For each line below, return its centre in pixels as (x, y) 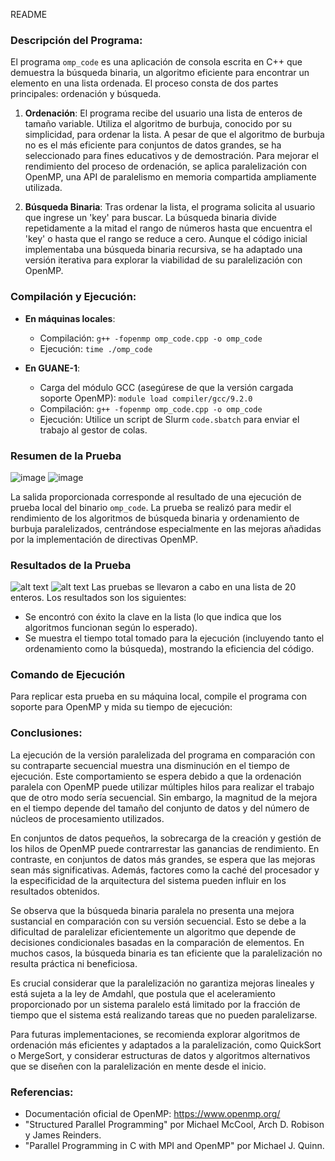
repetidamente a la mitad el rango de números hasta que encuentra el (168, 228)
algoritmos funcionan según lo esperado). (111, 628)
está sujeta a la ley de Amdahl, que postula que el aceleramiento (143, 993)
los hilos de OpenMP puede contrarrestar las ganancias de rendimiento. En (165, 848)
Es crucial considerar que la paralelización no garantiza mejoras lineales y (162, 983)
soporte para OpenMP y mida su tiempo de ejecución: (121, 707)
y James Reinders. (63, 1135)
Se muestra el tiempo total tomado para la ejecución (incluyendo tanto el (174, 638)
